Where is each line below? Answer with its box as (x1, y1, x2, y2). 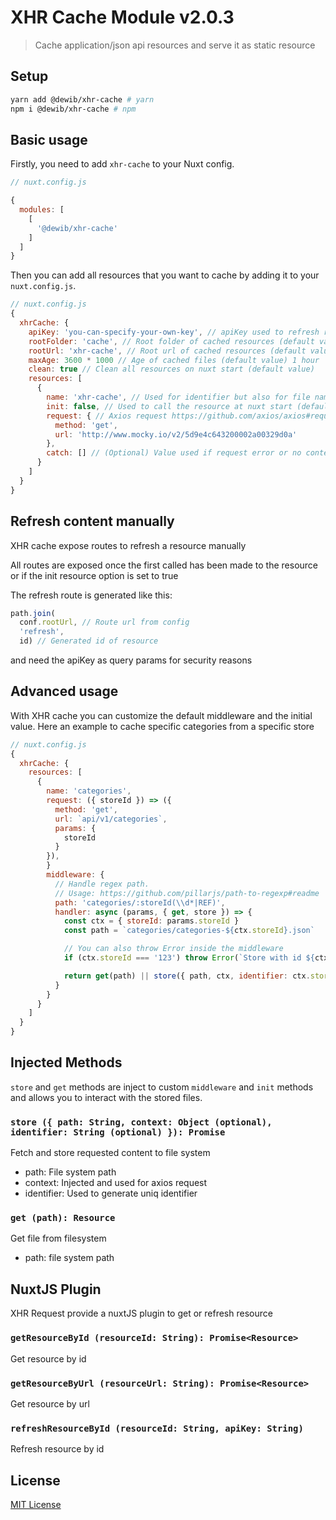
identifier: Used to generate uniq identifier (24, 1187, 198, 1200)
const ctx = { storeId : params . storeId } (63, 916, 240, 926)
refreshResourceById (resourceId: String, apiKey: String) (10, 1422, 304, 1434)
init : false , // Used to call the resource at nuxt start (46, 401, 293, 411)
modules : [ (19, 205, 65, 215)
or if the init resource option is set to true (10, 569, 179, 581)
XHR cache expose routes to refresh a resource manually (10, 539, 247, 551)
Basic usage (10, 131, 88, 148)
